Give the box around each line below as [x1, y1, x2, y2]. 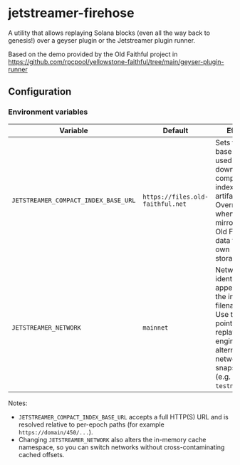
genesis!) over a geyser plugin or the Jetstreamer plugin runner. [8, 36, 195, 44]
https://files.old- [142, 192, 209, 201]
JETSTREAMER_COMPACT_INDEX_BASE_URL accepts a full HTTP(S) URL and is [18, 412, 229, 421]
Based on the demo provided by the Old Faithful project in [8, 50, 178, 58]
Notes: [8, 399, 28, 407]
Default [162, 125, 189, 135]
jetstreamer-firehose [8, 5, 135, 21]
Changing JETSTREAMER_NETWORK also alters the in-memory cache [18, 435, 207, 444]
